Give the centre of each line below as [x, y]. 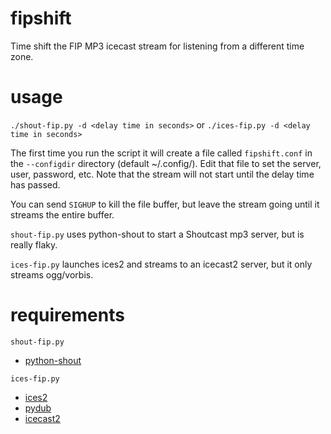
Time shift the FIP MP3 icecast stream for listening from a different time [157, 46]
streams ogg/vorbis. [52, 274]
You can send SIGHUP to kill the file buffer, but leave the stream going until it [165, 204]
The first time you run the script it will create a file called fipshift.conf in [161, 153]
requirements [67, 315]
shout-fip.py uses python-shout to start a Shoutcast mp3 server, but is [157, 234]
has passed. [35, 184]
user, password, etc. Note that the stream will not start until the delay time [162, 174]
